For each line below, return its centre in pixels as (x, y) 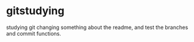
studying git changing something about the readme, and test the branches (97, 27)
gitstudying (35, 11)
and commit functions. (34, 33)
